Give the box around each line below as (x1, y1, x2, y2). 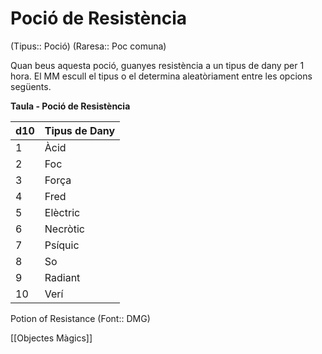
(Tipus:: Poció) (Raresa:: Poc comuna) (10, 40, 167, 52)
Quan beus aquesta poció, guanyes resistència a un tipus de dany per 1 (10, 59, 305, 71)
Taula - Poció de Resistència (10, 100, 131, 112)
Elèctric (44, 205, 81, 219)
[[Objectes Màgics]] (10, 332, 93, 344)
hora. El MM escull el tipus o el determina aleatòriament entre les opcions (10, 70, 313, 82)
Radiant (44, 270, 81, 284)
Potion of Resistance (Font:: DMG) (10, 312, 151, 324)
